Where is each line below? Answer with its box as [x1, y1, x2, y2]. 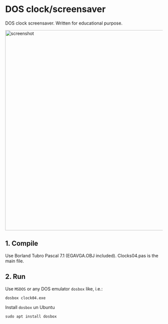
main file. [5, 258, 24, 264]
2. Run [5, 272, 26, 281]
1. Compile [5, 239, 38, 248]
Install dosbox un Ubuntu [5, 304, 55, 310]
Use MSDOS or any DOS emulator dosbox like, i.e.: [5, 285, 103, 291]
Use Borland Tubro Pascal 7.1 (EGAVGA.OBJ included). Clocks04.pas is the [5, 252, 158, 258]
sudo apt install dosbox [5, 314, 57, 319]
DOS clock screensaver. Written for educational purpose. [5, 20, 122, 26]
